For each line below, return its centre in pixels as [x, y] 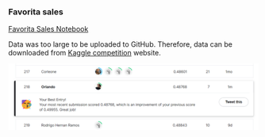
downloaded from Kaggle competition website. [84, 53]
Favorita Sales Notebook [48, 29]
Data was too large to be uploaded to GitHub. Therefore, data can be [120, 44]
